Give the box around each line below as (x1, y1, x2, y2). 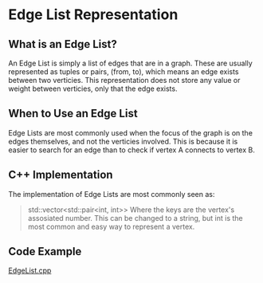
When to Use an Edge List (8, 107, 138, 120)
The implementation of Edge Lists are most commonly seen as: (8, 189, 215, 198)
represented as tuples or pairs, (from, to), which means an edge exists (8, 67, 239, 77)
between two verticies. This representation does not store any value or (8, 76, 241, 85)
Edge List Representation (8, 6, 179, 24)
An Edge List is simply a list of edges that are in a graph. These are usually (8, 58, 253, 68)
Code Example (8, 245, 82, 258)
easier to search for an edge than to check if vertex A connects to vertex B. (8, 145, 255, 155)
